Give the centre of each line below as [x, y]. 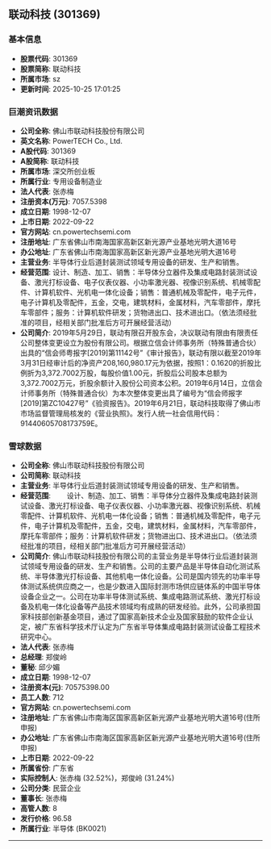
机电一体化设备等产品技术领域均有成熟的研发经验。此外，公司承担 [144, 607]
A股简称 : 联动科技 [50, 161]
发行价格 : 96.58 [46, 818]
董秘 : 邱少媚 [40, 667]
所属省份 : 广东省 [47, 768]
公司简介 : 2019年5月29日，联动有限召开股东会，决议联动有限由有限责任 [139, 332]
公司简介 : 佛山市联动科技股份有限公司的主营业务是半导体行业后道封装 [135, 556]
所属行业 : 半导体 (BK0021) [63, 829]
